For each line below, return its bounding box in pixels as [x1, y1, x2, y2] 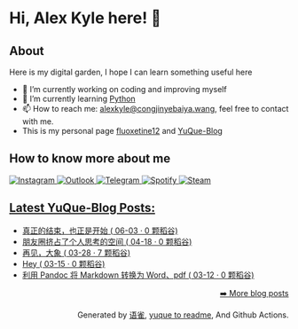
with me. [21, 116, 54, 127]
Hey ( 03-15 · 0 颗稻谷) [21, 258, 106, 269]
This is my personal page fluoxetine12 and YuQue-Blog [21, 126, 223, 136]
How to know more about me [9, 151, 171, 167]
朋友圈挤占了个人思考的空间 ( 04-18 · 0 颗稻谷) [21, 236, 192, 247]
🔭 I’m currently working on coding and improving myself [21, 84, 228, 94]
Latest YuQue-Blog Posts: [9, 200, 155, 215]
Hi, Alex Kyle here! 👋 [9, 8, 161, 28]
